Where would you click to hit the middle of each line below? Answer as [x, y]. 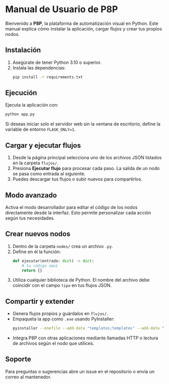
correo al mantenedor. [28, 377]
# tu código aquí [40, 266]
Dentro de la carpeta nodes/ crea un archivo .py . [63, 246]
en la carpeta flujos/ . [36, 163]
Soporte [18, 359]
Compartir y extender [40, 301]
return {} [32, 270]
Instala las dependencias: [39, 67]
